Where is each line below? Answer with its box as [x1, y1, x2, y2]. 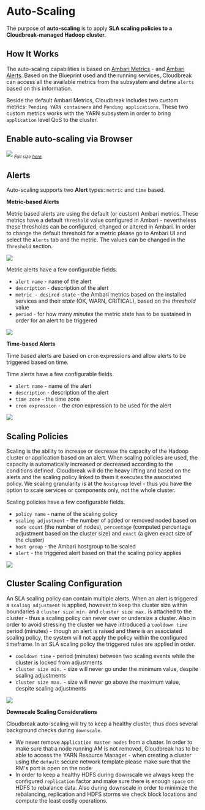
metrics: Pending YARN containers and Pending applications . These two [6, 103, 188, 110]
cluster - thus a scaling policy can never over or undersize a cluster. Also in [6, 614, 196, 621]
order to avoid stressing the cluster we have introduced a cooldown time [6, 621, 188, 628]
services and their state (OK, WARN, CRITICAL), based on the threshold [15, 297, 196, 305]
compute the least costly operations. [15, 797, 108, 804]
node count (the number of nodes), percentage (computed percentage [15, 523, 192, 531]
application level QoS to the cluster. [6, 116, 98, 123]
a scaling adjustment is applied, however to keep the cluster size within [6, 601, 188, 608]
